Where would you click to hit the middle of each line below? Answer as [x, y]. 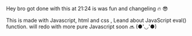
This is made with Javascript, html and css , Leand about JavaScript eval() [96, 20]
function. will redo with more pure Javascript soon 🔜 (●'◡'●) [82, 27]
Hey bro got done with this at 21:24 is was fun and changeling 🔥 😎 [87, 9]
